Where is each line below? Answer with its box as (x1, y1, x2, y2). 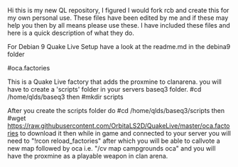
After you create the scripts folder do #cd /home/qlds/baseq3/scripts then (7, 107, 225, 114)
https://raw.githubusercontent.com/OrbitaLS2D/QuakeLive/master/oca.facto (7, 122, 230, 130)
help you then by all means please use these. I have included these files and (7, 21, 230, 29)
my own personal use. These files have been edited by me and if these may (7, 14, 229, 22)
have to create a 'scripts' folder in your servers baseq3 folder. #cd (7, 85, 202, 93)
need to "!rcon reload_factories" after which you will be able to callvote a (7, 136, 220, 145)
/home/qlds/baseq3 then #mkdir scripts (7, 92, 124, 101)
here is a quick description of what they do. (7, 28, 135, 37)
